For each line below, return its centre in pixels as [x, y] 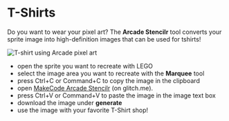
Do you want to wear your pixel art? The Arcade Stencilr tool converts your [114, 32]
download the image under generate [70, 102]
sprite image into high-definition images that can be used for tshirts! [104, 39]
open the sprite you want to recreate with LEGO [85, 66]
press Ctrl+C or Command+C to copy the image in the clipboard [109, 80]
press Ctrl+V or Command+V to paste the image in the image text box [116, 95]
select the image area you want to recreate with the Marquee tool [111, 73]
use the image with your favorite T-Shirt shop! [83, 110]
